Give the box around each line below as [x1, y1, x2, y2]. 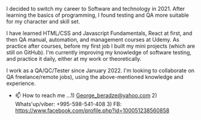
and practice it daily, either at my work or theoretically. [6, 55, 142, 62]
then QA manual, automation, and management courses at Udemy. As [6, 36, 180, 43]
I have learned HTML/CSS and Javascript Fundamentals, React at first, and [6, 30, 193, 37]
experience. [6, 80, 36, 87]
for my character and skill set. [6, 18, 80, 25]
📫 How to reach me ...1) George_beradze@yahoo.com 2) [14, 92, 158, 99]
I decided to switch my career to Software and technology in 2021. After [6, 5, 185, 12]
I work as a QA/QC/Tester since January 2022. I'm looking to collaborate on [6, 67, 195, 74]
